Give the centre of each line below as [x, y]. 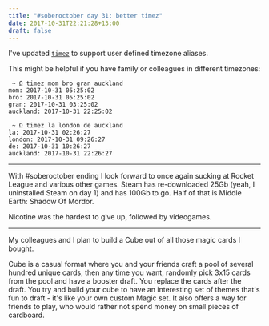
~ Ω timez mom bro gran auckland [68, 84]
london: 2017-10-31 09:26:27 [57, 140]
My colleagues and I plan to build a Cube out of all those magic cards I [124, 240]
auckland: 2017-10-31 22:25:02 [60, 112]
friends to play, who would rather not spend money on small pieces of [123, 307]
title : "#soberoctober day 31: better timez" [85, 16]
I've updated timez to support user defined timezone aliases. [108, 54]
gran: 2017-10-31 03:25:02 [53, 105]
